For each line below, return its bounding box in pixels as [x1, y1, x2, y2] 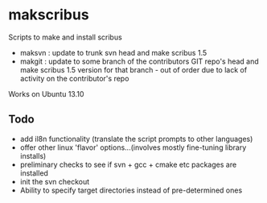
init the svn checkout [19, 176, 90, 186]
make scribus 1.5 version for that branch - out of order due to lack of [19, 64, 248, 74]
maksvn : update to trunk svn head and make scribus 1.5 [19, 48, 207, 57]
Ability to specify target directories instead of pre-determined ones [19, 185, 243, 195]
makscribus [8, 6, 90, 24]
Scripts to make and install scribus [8, 32, 122, 42]
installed [19, 168, 48, 178]
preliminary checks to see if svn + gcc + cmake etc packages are [19, 159, 237, 169]
